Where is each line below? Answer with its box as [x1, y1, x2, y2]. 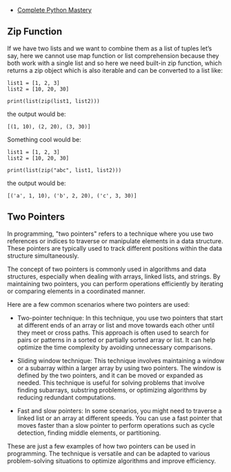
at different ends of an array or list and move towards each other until [17, 321, 215, 329]
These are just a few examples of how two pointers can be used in [7, 442, 196, 450]
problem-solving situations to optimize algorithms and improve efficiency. [7, 456, 216, 465]
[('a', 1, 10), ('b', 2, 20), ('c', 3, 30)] [7, 192, 137, 199]
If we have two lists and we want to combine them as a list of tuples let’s [7, 44, 212, 53]
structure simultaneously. [7, 252, 79, 260]
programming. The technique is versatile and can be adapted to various [7, 449, 210, 457]
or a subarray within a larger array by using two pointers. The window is [17, 364, 222, 372]
